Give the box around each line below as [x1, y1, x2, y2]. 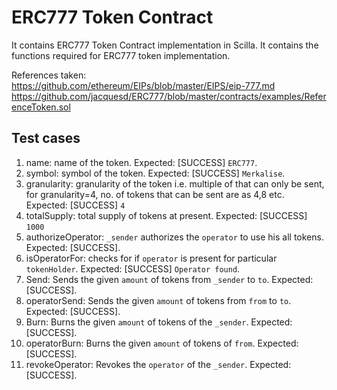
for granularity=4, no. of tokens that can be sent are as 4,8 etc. [25, 188, 285, 200]
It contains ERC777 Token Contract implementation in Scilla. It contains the [11, 39, 319, 51]
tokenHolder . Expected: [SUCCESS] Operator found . [25, 262, 241, 275]
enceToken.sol [11, 101, 71, 113]
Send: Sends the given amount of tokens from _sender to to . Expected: [25, 273, 314, 285]
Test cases [11, 130, 81, 147]
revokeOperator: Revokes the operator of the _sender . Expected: [25, 358, 292, 370]
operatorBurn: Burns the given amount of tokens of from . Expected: [25, 337, 299, 349]
